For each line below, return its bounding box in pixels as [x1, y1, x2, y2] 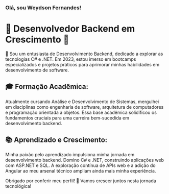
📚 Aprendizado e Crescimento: [5, 136, 108, 144]
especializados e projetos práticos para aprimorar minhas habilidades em [5, 61, 160, 67]
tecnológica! [5, 183, 32, 189]
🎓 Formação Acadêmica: [5, 82, 88, 91]
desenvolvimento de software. [5, 67, 69, 73]
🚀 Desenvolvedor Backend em [5, 23, 135, 35]
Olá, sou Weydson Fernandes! [5, 4, 82, 11]
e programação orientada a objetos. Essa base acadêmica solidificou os [5, 109, 157, 115]
